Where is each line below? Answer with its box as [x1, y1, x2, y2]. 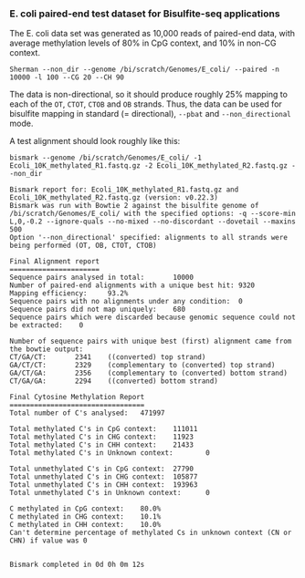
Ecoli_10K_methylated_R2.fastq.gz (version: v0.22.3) [9, 193, 219, 202]
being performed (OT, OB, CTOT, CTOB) [9, 241, 157, 251]
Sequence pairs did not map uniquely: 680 [9, 304, 185, 315]
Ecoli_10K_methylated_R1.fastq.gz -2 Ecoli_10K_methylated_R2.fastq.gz [9, 161, 288, 170]
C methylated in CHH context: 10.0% [9, 521, 162, 530]
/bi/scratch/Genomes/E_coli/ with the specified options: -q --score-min [9, 209, 297, 219]
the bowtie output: [9, 345, 84, 354]
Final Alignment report [9, 257, 100, 266]
